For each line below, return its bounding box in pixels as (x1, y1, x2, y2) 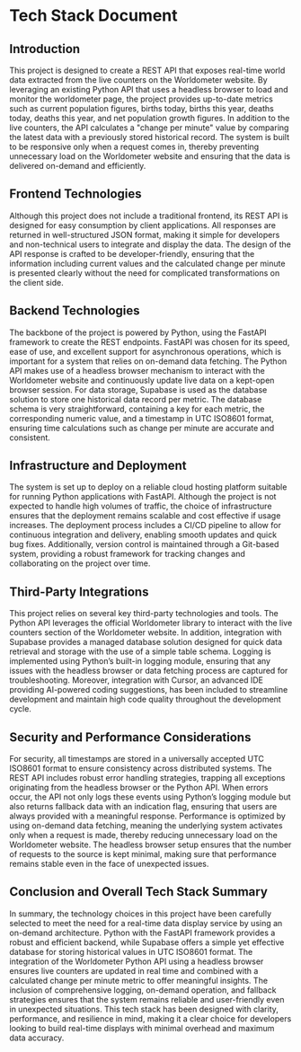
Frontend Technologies (9, 186, 142, 202)
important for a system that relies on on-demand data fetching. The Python (9, 356, 288, 367)
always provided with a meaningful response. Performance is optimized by (9, 810, 286, 822)
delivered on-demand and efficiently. (9, 161, 146, 171)
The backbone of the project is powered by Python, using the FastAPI (9, 327, 267, 338)
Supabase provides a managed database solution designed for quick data (9, 637, 283, 648)
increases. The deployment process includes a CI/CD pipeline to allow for (9, 520, 281, 531)
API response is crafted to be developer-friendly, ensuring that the (9, 248, 255, 259)
